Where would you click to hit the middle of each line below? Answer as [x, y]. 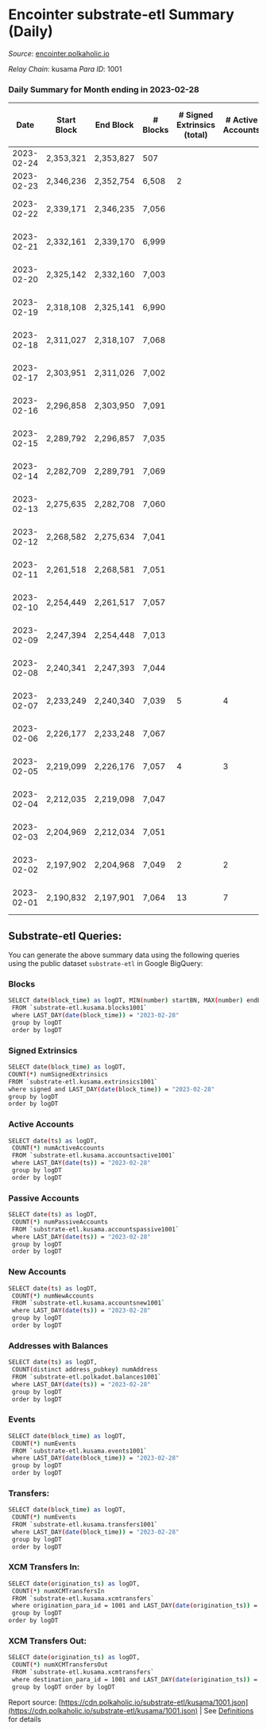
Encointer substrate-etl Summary [121, 15]
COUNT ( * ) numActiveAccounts [58, 1148]
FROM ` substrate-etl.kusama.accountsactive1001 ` [94, 1156]
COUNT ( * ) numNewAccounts [52, 1296]
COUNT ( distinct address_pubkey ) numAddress [85, 1370]
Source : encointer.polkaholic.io [59, 53]
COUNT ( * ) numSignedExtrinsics [58, 1074]
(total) [196, 135]
